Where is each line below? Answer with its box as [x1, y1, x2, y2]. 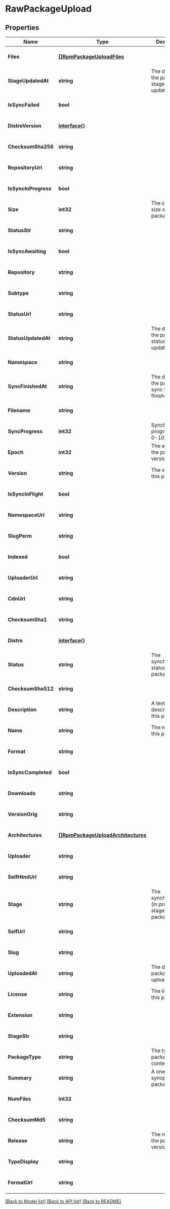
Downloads [8, 790, 36, 797]
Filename [8, 407, 30, 414]
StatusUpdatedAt [8, 335, 51, 341]
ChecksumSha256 [8, 143, 54, 150]
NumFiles [8, 1095, 31, 1102]
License [8, 991, 27, 998]
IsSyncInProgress [8, 185, 52, 192]
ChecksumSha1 [8, 616, 47, 623]
